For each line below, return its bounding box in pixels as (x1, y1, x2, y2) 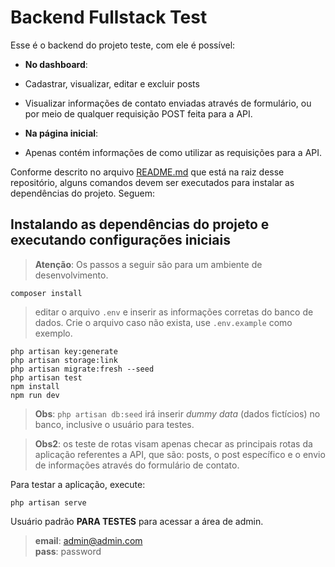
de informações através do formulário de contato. (34, 459, 240, 471)
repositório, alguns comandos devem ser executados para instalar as (10, 176, 295, 188)
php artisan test (10, 372, 83, 383)
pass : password (34, 545, 102, 557)
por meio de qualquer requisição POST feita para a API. (24, 107, 253, 120)
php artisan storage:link (10, 355, 118, 365)
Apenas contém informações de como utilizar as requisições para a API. (24, 146, 323, 158)
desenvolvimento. (34, 269, 109, 281)
